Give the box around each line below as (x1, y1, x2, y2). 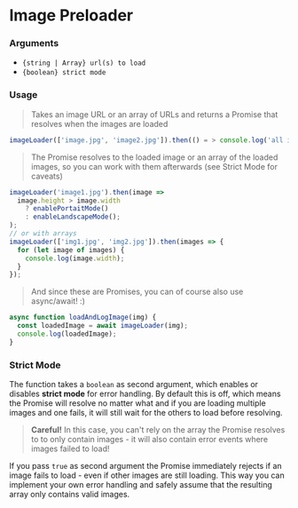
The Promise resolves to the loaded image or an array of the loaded (30, 152, 278, 163)
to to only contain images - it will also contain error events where (30, 434, 269, 445)
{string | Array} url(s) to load (21, 59, 146, 67)
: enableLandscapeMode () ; (25, 212, 122, 222)
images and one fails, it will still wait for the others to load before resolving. (9, 408, 283, 418)
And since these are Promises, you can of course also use (30, 286, 244, 298)
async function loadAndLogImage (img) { (9, 313, 157, 322)
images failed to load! (30, 443, 110, 454)
